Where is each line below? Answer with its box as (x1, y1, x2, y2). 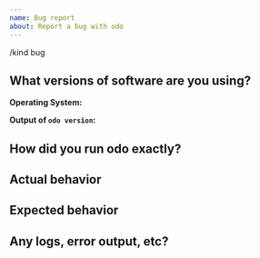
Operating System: (9, 97, 83, 108)
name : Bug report (9, 13, 75, 23)
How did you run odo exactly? (9, 141, 182, 156)
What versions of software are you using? (9, 73, 252, 88)
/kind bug (9, 46, 45, 57)
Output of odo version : (9, 114, 96, 125)
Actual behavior (9, 172, 102, 187)
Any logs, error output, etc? (9, 233, 169, 249)
